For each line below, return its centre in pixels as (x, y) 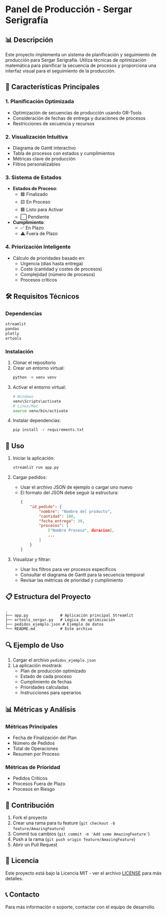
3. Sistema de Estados (33, 177)
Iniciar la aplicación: (34, 458)
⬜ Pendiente (35, 217)
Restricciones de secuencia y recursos (53, 123)
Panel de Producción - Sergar (69, 9)
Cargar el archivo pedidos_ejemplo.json (54, 660)
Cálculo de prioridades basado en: (49, 258)
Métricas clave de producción (44, 158)
